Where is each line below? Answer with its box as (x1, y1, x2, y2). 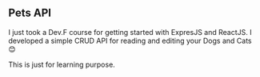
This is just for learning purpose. (8, 60, 116, 69)
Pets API (8, 6, 52, 20)
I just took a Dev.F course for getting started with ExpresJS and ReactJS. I (8, 27, 252, 37)
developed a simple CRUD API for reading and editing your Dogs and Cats (8, 36, 252, 45)
